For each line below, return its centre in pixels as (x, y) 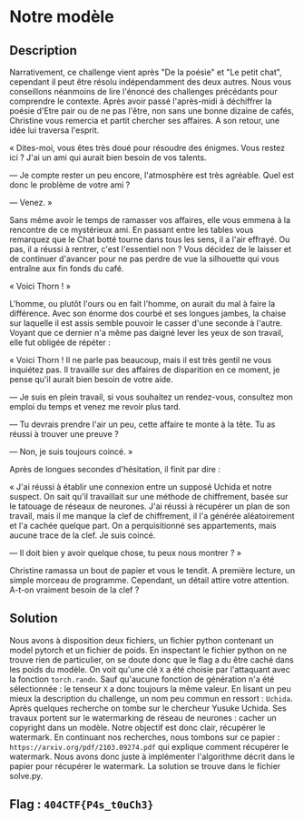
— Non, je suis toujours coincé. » (71, 451)
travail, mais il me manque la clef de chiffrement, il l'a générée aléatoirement (152, 516)
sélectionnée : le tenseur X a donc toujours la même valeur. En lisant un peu (151, 688)
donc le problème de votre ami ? (70, 185)
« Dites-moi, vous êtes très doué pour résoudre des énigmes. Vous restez (147, 148)
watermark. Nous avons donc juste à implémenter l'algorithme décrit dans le (152, 756)
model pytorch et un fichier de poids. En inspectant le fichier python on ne (148, 650)
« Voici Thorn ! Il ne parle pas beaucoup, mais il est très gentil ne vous (141, 360)
